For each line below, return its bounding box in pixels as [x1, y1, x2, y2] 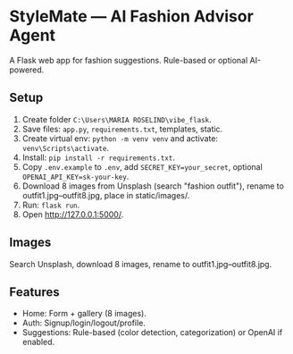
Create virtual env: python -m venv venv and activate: [21, 132, 219, 144]
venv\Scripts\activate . [21, 142, 110, 153]
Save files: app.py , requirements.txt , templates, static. [21, 123, 223, 134]
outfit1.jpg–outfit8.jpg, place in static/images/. [21, 190, 190, 200]
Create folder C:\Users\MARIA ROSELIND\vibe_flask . [21, 114, 212, 124]
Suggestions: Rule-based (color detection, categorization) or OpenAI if [21, 327, 283, 338]
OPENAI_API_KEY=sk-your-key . [21, 171, 130, 181]
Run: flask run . [21, 199, 80, 210]
